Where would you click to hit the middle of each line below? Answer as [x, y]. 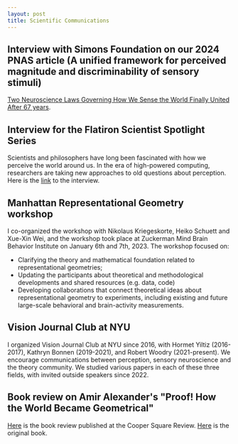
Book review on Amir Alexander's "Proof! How [112, 397]
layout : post [27, 14]
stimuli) [25, 82]
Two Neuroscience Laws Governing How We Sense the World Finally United [118, 99]
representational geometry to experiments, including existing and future [123, 297]
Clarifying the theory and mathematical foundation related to [106, 259]
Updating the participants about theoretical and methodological [110, 275]
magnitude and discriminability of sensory [103, 71]
